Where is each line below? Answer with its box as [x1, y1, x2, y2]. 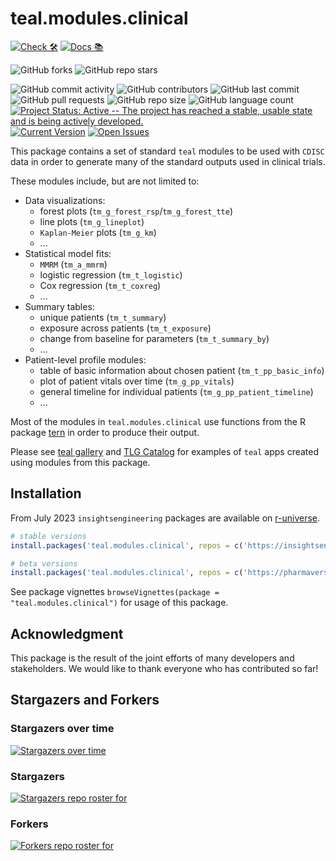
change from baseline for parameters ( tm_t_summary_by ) [39, 332, 270, 344]
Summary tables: [24, 300, 95, 312]
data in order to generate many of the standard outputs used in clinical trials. [10, 155, 326, 167]
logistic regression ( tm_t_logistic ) [39, 268, 183, 281]
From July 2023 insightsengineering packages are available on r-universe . [10, 512, 321, 524]
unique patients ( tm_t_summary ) [39, 311, 167, 323]
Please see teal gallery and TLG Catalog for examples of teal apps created [10, 445, 320, 457]
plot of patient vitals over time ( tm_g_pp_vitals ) [39, 375, 235, 387]
